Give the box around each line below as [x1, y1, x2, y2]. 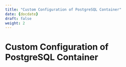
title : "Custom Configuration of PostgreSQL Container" [5, 7, 122, 12]
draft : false [5, 16, 32, 21]
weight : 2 [5, 20, 25, 26]
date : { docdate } [5, 12, 38, 17]
